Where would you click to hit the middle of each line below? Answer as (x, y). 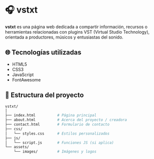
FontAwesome (26, 79)
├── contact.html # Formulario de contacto (57, 125)
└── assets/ (17, 147)
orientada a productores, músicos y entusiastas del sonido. (64, 37)
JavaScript (23, 75)
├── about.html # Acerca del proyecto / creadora (66, 120)
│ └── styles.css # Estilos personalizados (57, 133)
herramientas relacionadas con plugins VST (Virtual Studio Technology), (77, 32)
